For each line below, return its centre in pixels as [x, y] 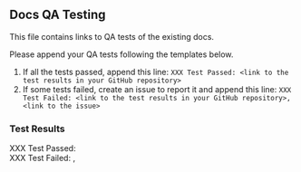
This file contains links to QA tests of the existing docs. [112, 36]
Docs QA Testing [58, 15]
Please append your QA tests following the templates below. [121, 54]
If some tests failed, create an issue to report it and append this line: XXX [157, 89]
